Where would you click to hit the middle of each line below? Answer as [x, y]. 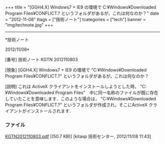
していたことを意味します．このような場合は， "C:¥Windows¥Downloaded [81, 99]
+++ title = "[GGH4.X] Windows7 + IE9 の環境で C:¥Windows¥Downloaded [81, 7]
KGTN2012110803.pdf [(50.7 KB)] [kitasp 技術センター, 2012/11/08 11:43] [78, 137]
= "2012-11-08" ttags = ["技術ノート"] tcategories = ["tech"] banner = [76, 19]
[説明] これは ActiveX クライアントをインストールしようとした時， [72, 86]
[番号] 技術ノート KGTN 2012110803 [41, 60]
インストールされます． [50, 111]
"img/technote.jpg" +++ [29, 25]
